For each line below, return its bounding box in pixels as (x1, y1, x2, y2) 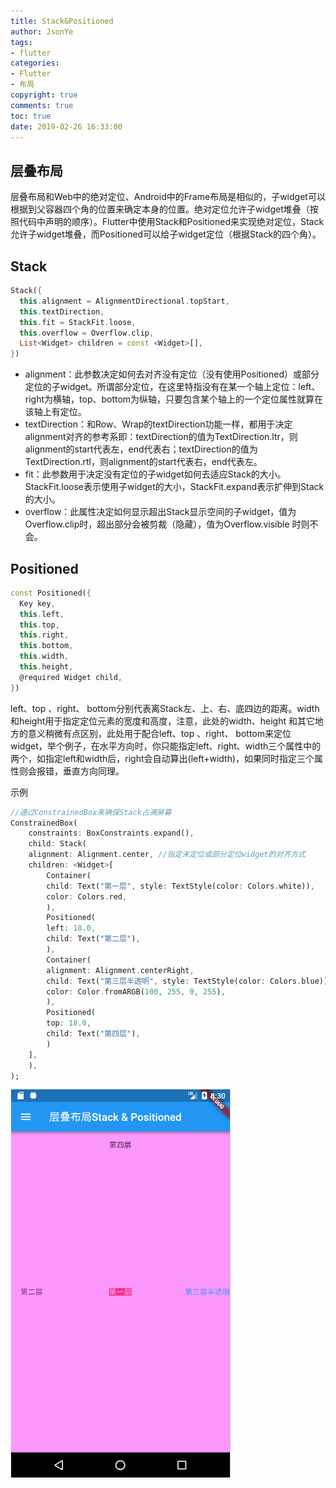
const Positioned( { (10, 588, 92, 598)
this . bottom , (19, 641, 74, 651)
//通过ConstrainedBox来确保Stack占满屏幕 (10, 807, 172, 817)
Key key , (19, 598, 56, 609)
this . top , (19, 620, 60, 630)
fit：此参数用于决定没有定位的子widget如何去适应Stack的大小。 (24, 468, 287, 480)
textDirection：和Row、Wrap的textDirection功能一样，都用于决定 (24, 418, 293, 430)
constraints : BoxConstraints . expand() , (28, 828, 195, 839)
